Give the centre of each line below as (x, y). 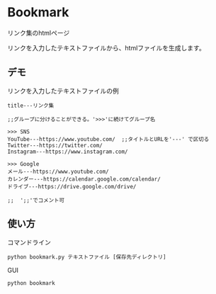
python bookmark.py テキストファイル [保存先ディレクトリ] (87, 257)
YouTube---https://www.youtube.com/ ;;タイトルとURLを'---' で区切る (108, 139)
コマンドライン (29, 242)
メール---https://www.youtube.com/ (58, 171)
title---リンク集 (31, 106)
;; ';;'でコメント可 (36, 200)
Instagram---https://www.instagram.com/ (68, 152)
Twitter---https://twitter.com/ (55, 145)
